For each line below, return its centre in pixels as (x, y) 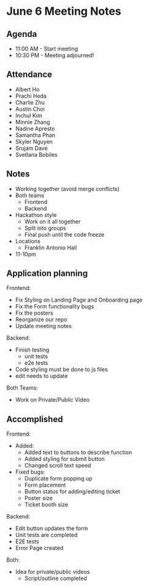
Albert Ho (27, 89)
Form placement (45, 485)
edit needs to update (41, 376)
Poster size (39, 498)
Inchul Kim (29, 116)
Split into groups (45, 228)
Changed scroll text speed (58, 466)
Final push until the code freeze (64, 234)
